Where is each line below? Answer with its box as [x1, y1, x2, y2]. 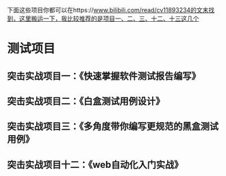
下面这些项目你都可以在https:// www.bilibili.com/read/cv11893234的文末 [7, 6, 209, 14]
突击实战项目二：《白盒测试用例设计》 [7, 95, 165, 107]
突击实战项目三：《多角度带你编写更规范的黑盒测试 [7, 121, 219, 132]
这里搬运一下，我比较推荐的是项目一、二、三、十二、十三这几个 [18, 14, 199, 23]
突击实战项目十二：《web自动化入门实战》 [7, 159, 184, 171]
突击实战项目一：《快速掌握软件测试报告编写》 [7, 70, 201, 82]
